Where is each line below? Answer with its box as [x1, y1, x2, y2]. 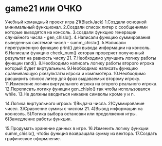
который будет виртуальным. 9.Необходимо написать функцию [5, 65, 138, 71]
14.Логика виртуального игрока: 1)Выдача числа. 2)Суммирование [5, 100, 144, 106]
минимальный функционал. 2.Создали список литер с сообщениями [5, 24, 148, 30]
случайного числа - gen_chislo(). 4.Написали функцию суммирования [5, 34, 151, 40]
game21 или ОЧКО [5, 3, 82, 14]
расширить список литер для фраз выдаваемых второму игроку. [5, 76, 141, 81]
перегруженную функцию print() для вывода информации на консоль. [5, 45, 151, 50]
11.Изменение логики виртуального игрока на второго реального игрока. [5, 81, 158, 86]
